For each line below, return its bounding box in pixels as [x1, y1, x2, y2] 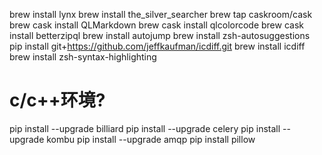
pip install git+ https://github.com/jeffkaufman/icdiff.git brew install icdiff [9, 40, 306, 52]
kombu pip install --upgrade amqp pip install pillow [46, 133, 256, 145]
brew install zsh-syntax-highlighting [9, 51, 157, 63]
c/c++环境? [9, 89, 106, 112]
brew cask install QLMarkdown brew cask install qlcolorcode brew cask [9, 19, 304, 31]
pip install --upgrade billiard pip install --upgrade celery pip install [9, 122, 281, 134]
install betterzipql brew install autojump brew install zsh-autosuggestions [9, 30, 311, 41]
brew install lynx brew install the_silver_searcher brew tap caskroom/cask [9, 9, 313, 20]
